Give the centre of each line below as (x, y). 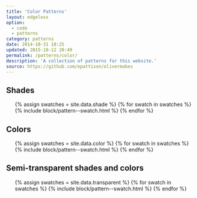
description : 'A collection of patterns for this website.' (82, 61)
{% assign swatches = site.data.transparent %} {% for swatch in (93, 182)
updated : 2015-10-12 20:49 (39, 50)
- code (19, 28)
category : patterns (30, 39)
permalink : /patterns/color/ (42, 55)
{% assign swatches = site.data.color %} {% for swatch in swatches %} (102, 143)
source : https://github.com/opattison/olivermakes (70, 66)
